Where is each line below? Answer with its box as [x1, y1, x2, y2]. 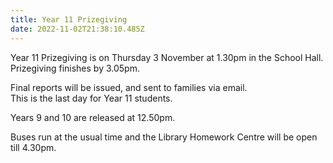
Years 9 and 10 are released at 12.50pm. [10, 111, 176, 123]
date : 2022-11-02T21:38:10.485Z [10, 24, 145, 34]
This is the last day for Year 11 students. [10, 92, 173, 104]
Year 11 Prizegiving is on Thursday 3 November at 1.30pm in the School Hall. [10, 51, 324, 63]
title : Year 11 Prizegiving [10, 14, 128, 25]
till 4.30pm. [10, 141, 57, 153]
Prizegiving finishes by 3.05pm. [10, 62, 140, 74]
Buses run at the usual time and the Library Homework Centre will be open [10, 131, 318, 143]
